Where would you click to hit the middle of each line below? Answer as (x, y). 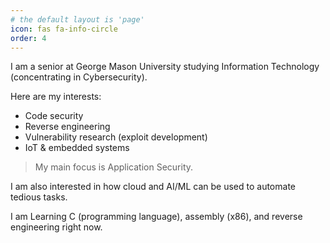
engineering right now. (56, 227)
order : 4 (28, 38)
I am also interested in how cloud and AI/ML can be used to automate (153, 187)
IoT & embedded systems (77, 148)
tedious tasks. (39, 197)
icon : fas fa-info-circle (64, 29)
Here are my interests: (56, 97)
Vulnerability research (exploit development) (116, 137)
